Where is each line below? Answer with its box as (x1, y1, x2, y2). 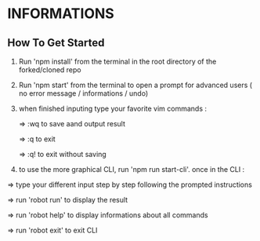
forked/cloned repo (18, 65, 81, 75)
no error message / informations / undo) (18, 89, 149, 98)
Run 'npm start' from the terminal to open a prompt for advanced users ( (18, 80, 252, 89)
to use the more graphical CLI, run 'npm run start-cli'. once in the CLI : (18, 165, 245, 173)
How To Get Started (7, 36, 105, 49)
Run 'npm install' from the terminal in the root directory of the (18, 57, 217, 66)
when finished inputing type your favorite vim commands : (18, 104, 208, 113)
